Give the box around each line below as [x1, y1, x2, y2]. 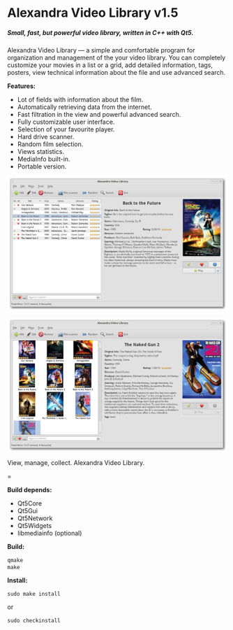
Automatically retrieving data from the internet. [17, 103, 152, 111]
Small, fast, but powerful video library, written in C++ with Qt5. [7, 28, 194, 36]
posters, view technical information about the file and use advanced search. [7, 69, 226, 77]
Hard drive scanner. [17, 133, 75, 141]
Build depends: [7, 486, 52, 494]
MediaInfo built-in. [17, 155, 70, 164]
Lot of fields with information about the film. [17, 96, 144, 104]
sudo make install [7, 591, 61, 598]
